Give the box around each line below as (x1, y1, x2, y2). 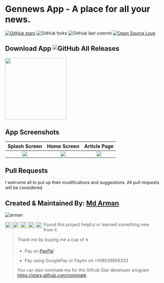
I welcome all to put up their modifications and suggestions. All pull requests (5, 180, 160, 186)
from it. (43, 227, 58, 233)
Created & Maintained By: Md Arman (5, 199, 119, 207)
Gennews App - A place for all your (5, 3, 151, 15)
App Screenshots (5, 128, 60, 136)
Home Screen (47, 143, 80, 150)
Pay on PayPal (24, 248, 54, 254)
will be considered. (5, 185, 44, 190)
